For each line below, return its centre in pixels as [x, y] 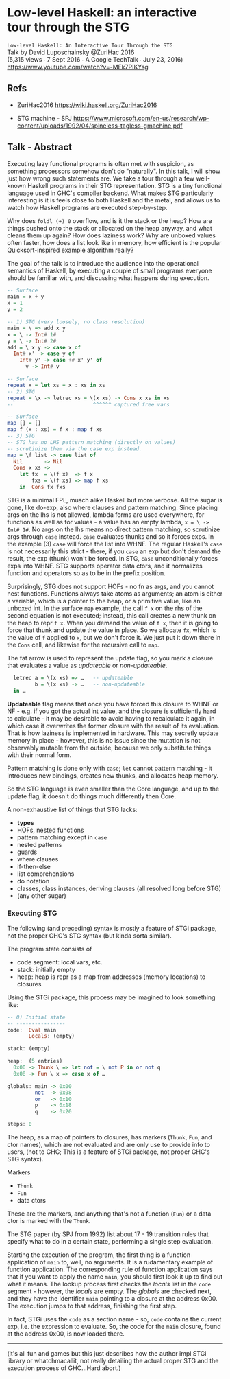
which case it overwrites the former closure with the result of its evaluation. [114, 726]
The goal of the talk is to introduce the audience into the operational [103, 263]
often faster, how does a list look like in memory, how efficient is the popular [114, 242]
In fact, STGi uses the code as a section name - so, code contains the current [114, 1319]
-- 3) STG [21, 436]
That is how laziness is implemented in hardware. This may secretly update [113, 733]
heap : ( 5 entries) [35, 1061]
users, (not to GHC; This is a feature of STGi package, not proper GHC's [108, 1152]
